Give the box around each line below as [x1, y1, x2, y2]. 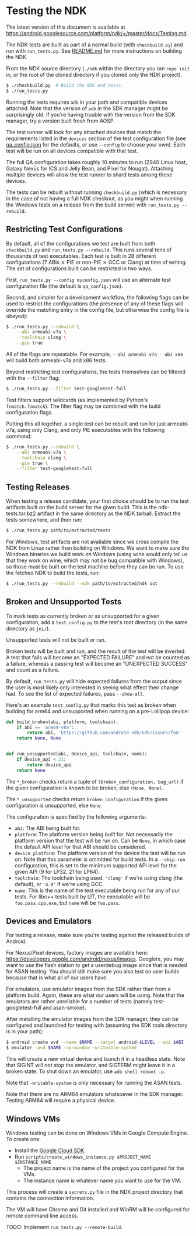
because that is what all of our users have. [6, 974, 108, 981]
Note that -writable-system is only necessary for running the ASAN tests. [6, 1080, 183, 1087]
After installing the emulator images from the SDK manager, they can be [6, 1016, 179, 1023]
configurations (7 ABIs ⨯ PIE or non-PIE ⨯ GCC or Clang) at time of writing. [6, 258, 187, 265]
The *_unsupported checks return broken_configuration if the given [6, 795, 168, 802]
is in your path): [6, 1028, 44, 1035]
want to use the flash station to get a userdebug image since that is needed [6, 962, 188, 969]
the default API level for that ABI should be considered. [14, 843, 147, 850]
